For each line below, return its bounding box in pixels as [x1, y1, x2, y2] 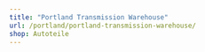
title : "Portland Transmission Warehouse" [9, 12, 169, 22]
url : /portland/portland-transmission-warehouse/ [9, 21, 197, 30]
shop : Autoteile [9, 29, 69, 38]
